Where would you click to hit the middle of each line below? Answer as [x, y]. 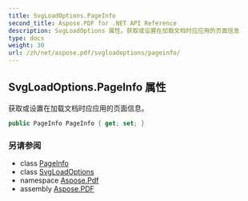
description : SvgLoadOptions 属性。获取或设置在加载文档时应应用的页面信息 [124, 30]
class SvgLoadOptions [57, 171]
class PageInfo [44, 163]
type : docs [26, 38]
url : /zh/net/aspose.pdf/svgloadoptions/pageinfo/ [94, 53]
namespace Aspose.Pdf [59, 180]
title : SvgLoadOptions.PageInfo [62, 16]
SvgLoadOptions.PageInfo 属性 [87, 88]
